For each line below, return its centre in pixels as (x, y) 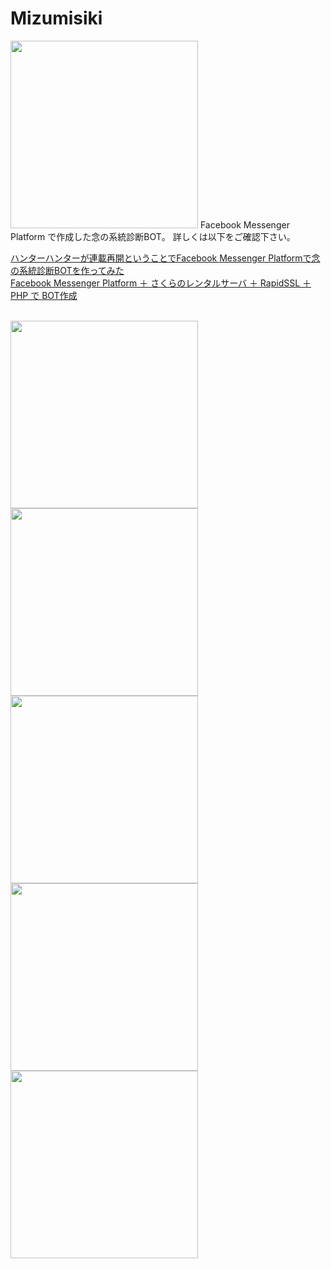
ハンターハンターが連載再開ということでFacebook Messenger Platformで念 (165, 258)
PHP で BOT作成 (44, 295)
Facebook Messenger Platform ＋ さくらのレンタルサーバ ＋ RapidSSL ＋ (161, 283)
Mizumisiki (56, 18)
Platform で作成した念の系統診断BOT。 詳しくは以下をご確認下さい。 (153, 236)
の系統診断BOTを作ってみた (67, 270)
